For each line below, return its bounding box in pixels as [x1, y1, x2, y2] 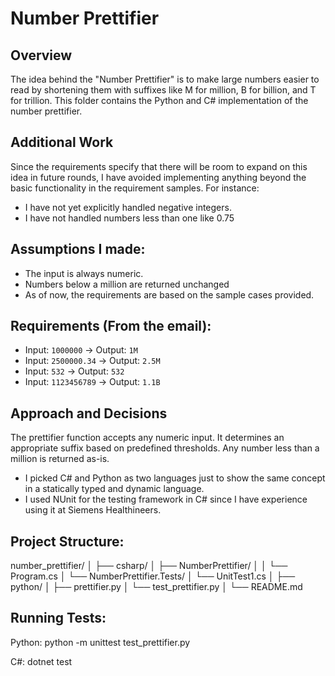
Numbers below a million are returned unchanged [24, 278, 230, 290]
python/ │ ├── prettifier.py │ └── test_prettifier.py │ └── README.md [10, 581, 303, 593]
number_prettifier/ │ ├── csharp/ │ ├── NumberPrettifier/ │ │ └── [10, 560, 288, 572]
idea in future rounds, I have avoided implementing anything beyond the [10, 171, 307, 183]
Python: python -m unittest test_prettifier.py [10, 636, 191, 648]
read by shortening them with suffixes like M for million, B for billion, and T [10, 84, 317, 96]
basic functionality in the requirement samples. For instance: [10, 182, 260, 194]
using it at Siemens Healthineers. [24, 504, 162, 516]
